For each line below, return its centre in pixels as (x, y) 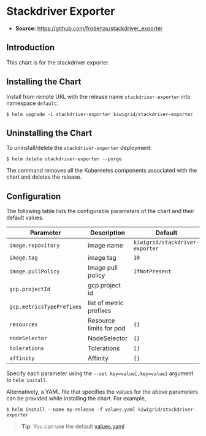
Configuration (34, 196)
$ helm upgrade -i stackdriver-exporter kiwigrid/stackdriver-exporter (100, 114)
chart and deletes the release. (44, 177)
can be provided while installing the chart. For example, (76, 399)
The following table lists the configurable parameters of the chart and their (101, 211)
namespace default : (32, 103)
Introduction (31, 48)
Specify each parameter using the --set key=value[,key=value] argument (100, 373)
